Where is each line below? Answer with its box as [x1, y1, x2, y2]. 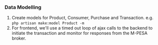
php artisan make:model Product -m [11, 21, 85, 26]
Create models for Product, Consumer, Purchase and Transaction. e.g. [11, 15, 154, 21]
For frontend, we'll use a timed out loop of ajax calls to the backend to [11, 25, 153, 31]
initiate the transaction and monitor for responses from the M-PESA [11, 30, 148, 36]
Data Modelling [4, 4, 42, 11]
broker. [11, 35, 26, 41]
